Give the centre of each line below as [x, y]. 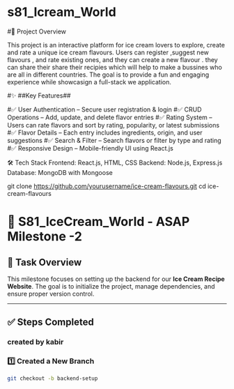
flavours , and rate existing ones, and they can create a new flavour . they [112, 59]
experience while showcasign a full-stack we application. [89, 82]
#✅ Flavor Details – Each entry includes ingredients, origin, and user [105, 132]
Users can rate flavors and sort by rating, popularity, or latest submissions [114, 125]
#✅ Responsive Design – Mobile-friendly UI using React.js [91, 148]
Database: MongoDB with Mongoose [60, 172]
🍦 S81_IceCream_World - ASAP [99, 222]
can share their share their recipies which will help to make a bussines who [115, 67]
